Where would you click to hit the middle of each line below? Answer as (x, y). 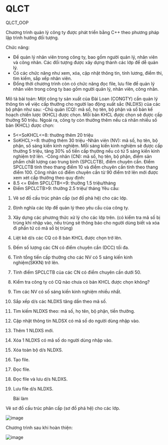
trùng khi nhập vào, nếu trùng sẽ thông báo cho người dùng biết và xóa (86, 223)
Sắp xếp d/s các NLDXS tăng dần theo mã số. (60, 301)
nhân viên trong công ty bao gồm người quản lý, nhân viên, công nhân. (86, 89)
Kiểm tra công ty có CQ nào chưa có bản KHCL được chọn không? (81, 282)
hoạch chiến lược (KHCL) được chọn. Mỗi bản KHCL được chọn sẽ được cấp (84, 115)
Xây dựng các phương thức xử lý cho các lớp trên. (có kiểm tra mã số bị (86, 217)
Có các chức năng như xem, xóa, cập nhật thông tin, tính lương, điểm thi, (88, 73)
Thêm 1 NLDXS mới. (33, 330)
